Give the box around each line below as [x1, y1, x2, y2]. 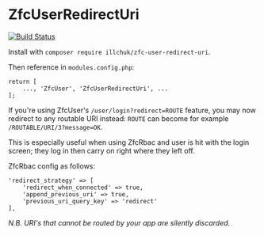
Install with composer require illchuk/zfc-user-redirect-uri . [8, 47, 211, 56]
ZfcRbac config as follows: [8, 161, 96, 171]
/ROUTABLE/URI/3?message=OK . [8, 122, 103, 131]
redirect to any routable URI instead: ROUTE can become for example [8, 113, 229, 123]
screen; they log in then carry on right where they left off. [8, 146, 196, 155]
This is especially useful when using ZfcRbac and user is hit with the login [8, 137, 250, 147]
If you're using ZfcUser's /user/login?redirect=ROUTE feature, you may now [8, 105, 256, 115]
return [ [8, 78, 37, 85]
